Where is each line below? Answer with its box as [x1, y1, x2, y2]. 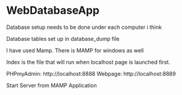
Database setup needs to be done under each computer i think [6, 23, 162, 31]
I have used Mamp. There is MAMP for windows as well [6, 46, 144, 54]
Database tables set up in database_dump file [6, 35, 120, 42]
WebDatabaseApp [6, 4, 99, 17]
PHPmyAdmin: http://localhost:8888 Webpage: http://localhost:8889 [6, 70, 176, 77]
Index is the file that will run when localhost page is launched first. [6, 58, 171, 66]
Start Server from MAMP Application [6, 82, 97, 89]
